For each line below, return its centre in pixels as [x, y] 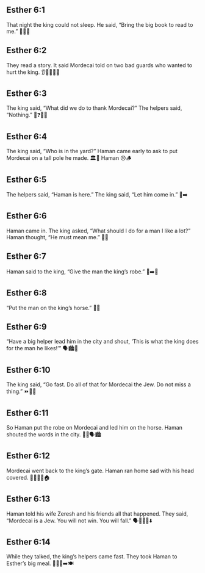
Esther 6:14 [28, 542]
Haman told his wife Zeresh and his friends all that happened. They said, [97, 514]
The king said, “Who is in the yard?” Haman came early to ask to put [92, 151]
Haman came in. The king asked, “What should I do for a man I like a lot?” [99, 231]
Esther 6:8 [27, 293]
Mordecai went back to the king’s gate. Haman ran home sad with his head [100, 470]
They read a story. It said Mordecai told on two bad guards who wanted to [99, 65]
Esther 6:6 [27, 216]
